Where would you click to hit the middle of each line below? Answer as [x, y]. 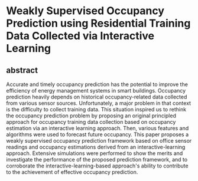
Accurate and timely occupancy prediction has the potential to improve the [97, 84]
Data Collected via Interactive [80, 36]
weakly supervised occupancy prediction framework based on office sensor [99, 141]
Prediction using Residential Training [98, 23]
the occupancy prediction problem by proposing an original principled [91, 116]
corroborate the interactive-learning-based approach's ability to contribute [97, 166]
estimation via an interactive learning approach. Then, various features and [98, 128]
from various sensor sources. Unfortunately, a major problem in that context [98, 103]
